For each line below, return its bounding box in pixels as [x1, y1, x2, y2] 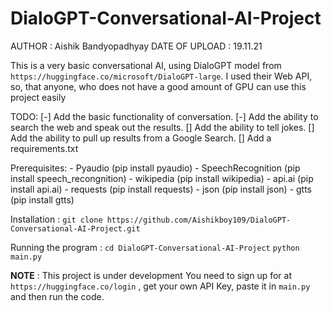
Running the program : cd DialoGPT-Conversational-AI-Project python [10, 241, 300, 253]
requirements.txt [10, 142, 79, 154]
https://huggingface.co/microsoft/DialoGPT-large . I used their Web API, [10, 70, 313, 82]
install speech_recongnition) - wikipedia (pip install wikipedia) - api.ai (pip [10, 172, 314, 184]
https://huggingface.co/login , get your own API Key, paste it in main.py [10, 280, 311, 292]
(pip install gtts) [10, 193, 75, 206]
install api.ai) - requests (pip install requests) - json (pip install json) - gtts [10, 183, 313, 195]
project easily [10, 91, 67, 103]
